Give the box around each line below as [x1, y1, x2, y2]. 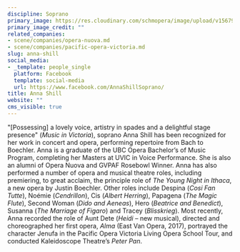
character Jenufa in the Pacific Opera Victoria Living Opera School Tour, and [7, 229, 233, 238]
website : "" [7, 97, 43, 104]
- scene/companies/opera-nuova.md [7, 37, 111, 44]
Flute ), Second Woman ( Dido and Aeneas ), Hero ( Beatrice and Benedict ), [7, 198, 224, 207]
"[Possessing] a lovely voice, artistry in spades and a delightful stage [7, 123, 211, 131]
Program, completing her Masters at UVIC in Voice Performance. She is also [7, 153, 231, 161]
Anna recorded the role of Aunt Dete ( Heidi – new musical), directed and [7, 213, 220, 222]
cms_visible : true [7, 104, 62, 111]
